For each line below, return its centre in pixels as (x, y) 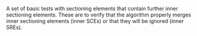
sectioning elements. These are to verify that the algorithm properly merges (99, 15)
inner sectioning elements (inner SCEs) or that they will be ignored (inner (95, 21)
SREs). (14, 27)
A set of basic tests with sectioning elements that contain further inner (92, 9)
